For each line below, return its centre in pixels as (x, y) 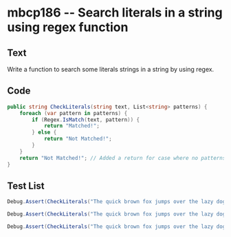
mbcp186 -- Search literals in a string (115, 13)
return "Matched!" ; (71, 126)
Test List (26, 186)
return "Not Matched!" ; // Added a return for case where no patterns (123, 158)
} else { (44, 132)
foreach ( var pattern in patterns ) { (74, 113)
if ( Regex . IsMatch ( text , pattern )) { (86, 120)
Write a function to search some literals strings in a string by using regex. (111, 69)
